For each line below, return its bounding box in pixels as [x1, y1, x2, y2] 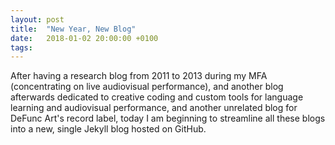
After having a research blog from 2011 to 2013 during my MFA [10, 70, 268, 82]
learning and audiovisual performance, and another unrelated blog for [10, 102, 298, 114]
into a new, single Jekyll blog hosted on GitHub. [10, 123, 207, 135]
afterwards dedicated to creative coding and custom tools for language [10, 91, 304, 103]
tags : [10, 42, 33, 53]
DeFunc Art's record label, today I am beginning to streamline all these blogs [10, 112, 326, 125]
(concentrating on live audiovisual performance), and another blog [10, 81, 284, 93]
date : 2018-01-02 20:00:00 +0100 [10, 33, 159, 43]
